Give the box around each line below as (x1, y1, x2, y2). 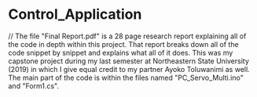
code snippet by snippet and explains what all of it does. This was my (8, 48, 233, 57)
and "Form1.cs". (8, 81, 59, 91)
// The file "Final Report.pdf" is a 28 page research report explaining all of (8, 31, 247, 41)
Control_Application (8, 5, 142, 23)
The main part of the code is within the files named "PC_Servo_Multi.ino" (8, 73, 244, 82)
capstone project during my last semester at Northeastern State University (8, 56, 250, 66)
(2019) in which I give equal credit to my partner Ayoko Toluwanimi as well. (8, 64, 250, 74)
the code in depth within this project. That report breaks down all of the (8, 39, 239, 48)
